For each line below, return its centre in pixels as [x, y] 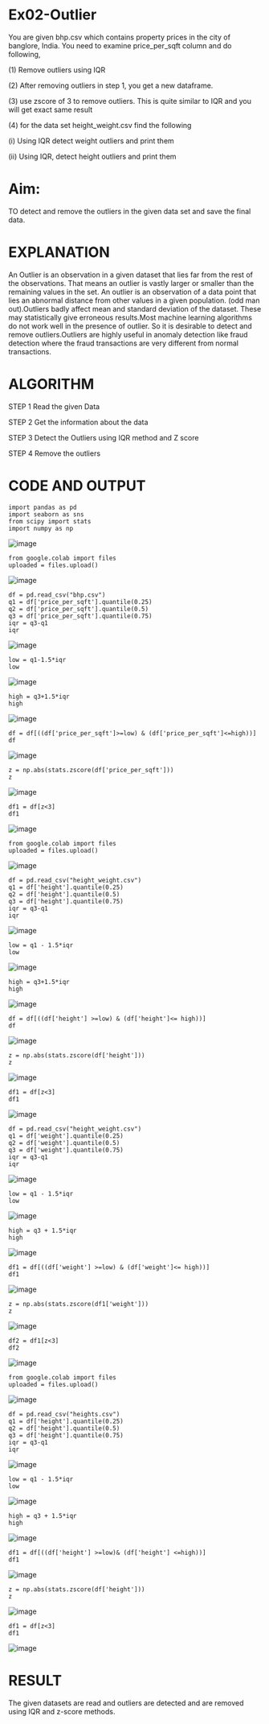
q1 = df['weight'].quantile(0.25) [66, 1136]
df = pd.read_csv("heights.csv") [64, 1414]
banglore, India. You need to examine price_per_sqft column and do [120, 45]
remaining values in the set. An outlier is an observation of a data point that [132, 291]
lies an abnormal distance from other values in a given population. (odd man [134, 300]
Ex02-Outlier [53, 15]
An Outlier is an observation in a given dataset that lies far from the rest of [130, 275]
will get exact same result [51, 110]
